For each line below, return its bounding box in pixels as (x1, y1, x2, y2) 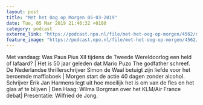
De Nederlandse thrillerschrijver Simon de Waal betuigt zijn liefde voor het (6, 66, 191, 73)
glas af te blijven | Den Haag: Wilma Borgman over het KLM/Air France (6, 86, 181, 92)
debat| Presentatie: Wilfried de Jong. (6, 92, 98, 99)
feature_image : (6, 37, 45, 43)
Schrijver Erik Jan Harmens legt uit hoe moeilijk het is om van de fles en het (6, 79, 195, 86)
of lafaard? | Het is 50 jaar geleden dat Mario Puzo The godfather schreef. (6, 60, 190, 67)
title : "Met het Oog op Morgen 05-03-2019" (6, 14, 118, 21)
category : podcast (6, 25, 53, 32)
